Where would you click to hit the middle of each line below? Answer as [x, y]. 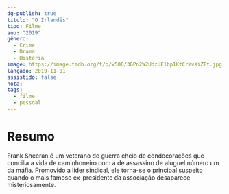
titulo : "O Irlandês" [38, 20]
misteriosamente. [32, 184]
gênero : [18, 39]
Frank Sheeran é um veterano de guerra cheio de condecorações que [106, 156]
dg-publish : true [32, 13]
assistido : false [32, 77]
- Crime [24, 45]
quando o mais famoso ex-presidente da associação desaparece [99, 177]
